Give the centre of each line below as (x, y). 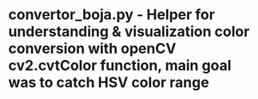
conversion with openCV (92, 49)
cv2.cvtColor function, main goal (120, 66)
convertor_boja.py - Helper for (112, 15)
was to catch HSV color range (109, 83)
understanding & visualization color (129, 32)
